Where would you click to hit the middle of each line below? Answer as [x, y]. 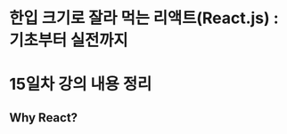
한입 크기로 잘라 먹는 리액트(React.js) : [144, 18]
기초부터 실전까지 [69, 40]
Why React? [44, 118]
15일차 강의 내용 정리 [81, 84]
